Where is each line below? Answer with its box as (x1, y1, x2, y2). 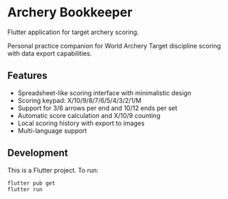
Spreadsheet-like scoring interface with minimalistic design (17, 88, 192, 97)
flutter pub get (7, 179, 55, 187)
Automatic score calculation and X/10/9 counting (17, 111, 161, 119)
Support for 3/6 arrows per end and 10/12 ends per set (17, 104, 178, 112)
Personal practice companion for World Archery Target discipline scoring (7, 41, 222, 50)
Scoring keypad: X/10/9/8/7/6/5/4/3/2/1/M (17, 96, 142, 104)
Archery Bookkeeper (7, 4, 133, 21)
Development (7, 147, 69, 159)
